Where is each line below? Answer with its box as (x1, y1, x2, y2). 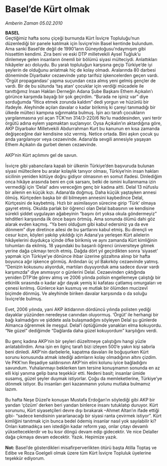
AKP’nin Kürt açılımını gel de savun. (5, 152, 78, 158)
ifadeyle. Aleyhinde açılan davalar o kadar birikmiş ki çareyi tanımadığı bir (5, 104, 156, 110)
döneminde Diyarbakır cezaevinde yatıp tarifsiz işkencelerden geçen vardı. (5, 72, 159, 78)
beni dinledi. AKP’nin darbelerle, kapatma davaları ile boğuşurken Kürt (5, 349, 149, 355)
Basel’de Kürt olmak (5, 4, 90, 15)
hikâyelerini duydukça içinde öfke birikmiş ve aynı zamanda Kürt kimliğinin (5, 237, 158, 243)
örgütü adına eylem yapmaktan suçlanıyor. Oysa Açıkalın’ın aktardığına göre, (5, 120, 162, 126)
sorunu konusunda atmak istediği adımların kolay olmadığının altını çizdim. (5, 354, 157, 360)
